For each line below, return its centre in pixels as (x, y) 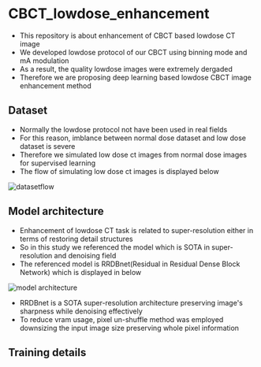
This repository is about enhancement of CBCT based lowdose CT (127, 35)
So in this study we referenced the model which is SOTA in (115, 247)
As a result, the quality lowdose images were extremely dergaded (126, 69)
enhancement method (56, 85)
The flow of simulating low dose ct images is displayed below (119, 171)
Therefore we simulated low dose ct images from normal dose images (133, 154)
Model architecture (56, 211)
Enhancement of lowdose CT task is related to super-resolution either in (136, 230)
